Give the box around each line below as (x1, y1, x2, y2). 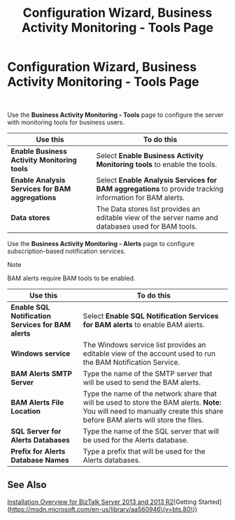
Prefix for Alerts (10, 446, 66, 456)
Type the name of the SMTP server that (83, 368, 213, 378)
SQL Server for (10, 426, 62, 436)
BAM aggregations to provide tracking (96, 184, 224, 194)
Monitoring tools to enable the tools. (96, 159, 218, 169)
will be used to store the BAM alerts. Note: (83, 397, 222, 407)
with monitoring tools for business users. (7, 117, 125, 127)
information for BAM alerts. (96, 192, 185, 202)
